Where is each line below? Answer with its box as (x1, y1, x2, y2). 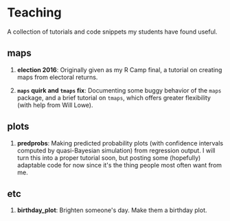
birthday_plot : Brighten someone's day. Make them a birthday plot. (16, 206, 207, 214)
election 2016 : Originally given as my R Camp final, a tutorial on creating (16, 65, 222, 73)
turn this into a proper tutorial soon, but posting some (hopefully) (16, 153, 201, 162)
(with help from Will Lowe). (16, 101, 94, 109)
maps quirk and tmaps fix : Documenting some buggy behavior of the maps (16, 86, 222, 94)
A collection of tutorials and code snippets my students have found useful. (7, 27, 218, 36)
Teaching (7, 5, 62, 21)
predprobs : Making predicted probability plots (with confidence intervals (16, 139, 224, 147)
